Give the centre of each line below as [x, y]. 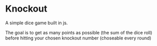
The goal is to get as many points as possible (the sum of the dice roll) [79, 32]
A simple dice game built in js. [37, 23]
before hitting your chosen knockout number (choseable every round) [78, 38]
